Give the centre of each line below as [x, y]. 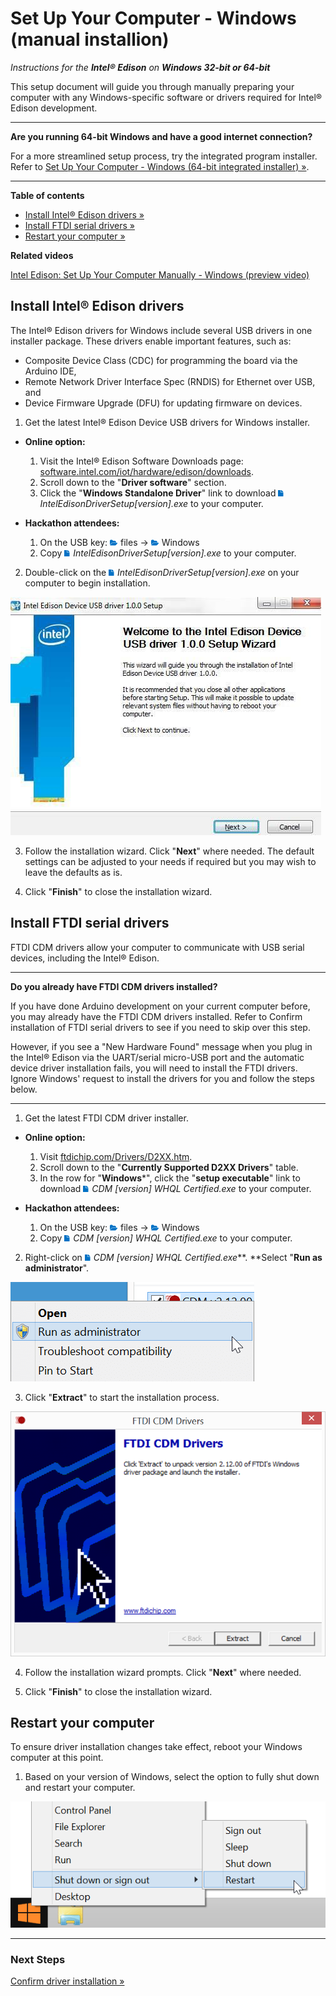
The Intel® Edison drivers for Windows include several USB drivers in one [161, 330]
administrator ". [57, 1268]
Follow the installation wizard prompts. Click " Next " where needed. [163, 1672]
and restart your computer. [80, 1788]
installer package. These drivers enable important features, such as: [151, 341]
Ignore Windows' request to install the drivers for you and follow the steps [162, 1078]
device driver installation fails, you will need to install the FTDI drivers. [154, 1068]
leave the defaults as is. [73, 872]
